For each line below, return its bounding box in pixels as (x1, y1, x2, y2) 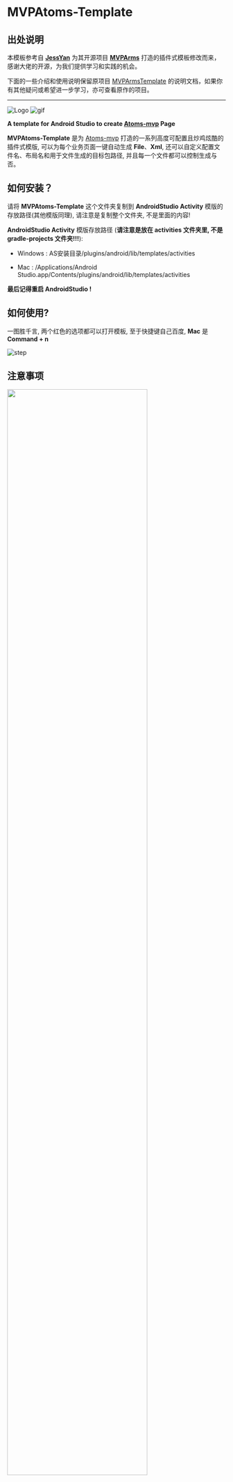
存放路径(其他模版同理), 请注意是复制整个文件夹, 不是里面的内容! (7, 210, 191, 219)
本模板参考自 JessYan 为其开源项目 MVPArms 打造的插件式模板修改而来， (7, 54, 221, 61)
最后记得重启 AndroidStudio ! (7, 285, 92, 293)
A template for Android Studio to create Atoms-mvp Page (7, 120, 175, 127)
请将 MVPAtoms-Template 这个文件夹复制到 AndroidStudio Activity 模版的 (7, 202, 223, 210)
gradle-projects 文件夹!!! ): (7, 234, 83, 242)
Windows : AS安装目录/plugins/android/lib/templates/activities (17, 249, 196, 258)
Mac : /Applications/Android (17, 262, 98, 271)
